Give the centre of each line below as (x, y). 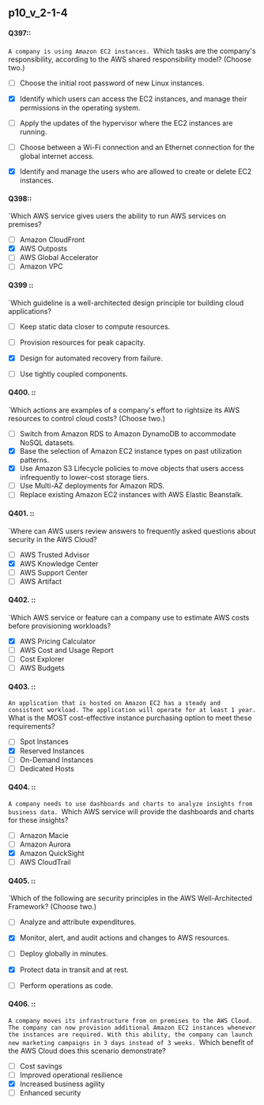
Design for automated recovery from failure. (91, 358)
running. (33, 132)
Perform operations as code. (66, 985)
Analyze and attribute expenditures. (78, 922)
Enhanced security (50, 1093)
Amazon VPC (41, 266)
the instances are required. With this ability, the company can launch (130, 1035)
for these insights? (38, 820)
